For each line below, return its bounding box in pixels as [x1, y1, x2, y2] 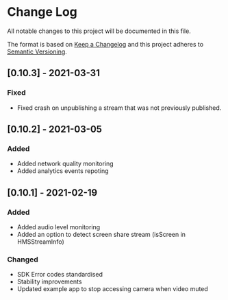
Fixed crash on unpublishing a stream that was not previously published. [16, 104, 222, 112]
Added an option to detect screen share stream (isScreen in [16, 231, 186, 238]
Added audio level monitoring [16, 223, 101, 231]
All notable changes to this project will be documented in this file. [7, 27, 192, 35]
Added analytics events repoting [16, 167, 109, 175]
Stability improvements [16, 277, 82, 286]
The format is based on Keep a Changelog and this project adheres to [7, 40, 204, 48]
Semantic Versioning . [7, 47, 67, 56]
